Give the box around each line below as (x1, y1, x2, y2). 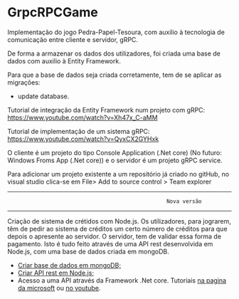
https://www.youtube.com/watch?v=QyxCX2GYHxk (7, 135, 159, 143)
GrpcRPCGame (7, 4, 98, 21)
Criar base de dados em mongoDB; (17, 261, 122, 269)
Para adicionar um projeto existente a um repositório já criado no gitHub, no (7, 169, 230, 178)
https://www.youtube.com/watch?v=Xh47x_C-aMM (7, 113, 158, 122)
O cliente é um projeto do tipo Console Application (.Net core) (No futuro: (7, 148, 223, 157)
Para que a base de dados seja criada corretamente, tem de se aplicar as (7, 70, 222, 79)
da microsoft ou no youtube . (17, 283, 101, 292)
